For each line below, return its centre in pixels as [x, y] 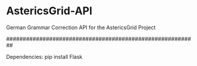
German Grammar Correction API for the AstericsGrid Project [81, 27]
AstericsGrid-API [49, 11]
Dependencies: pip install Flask [44, 56]
